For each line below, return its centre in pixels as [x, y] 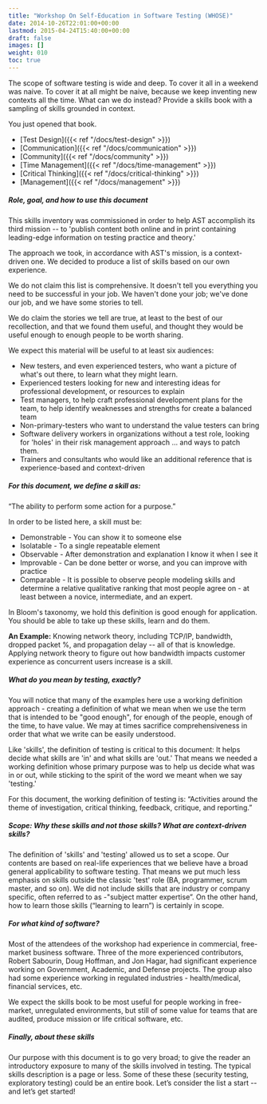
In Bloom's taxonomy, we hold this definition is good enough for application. [133, 612]
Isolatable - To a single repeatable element [90, 545]
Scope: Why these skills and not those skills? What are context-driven [128, 826]
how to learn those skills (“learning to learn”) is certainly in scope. [116, 905]
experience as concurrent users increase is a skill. [90, 661]
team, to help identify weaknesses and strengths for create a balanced [136, 408]
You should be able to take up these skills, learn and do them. [109, 620]
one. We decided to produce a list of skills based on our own [130, 261]
